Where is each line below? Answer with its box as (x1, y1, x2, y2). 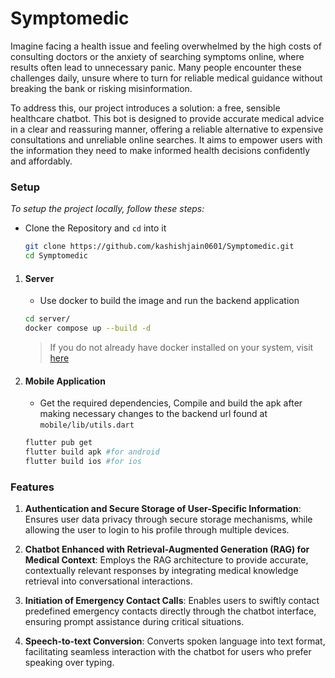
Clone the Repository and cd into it (24, 222, 167, 234)
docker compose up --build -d (24, 323, 152, 334)
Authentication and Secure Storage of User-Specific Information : (24, 503, 302, 515)
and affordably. (10, 155, 73, 167)
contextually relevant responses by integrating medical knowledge (24, 565, 299, 577)
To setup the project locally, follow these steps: (10, 203, 205, 215)
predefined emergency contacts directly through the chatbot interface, (24, 605, 317, 617)
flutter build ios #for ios (24, 456, 142, 466)
